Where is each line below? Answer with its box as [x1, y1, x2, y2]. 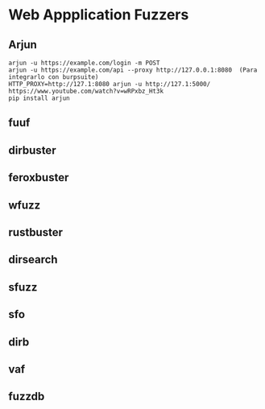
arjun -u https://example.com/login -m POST [8, 59, 160, 67]
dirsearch [8, 253, 58, 266]
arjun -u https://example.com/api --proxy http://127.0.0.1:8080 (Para [8, 66, 258, 74]
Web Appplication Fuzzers [8, 6, 189, 24]
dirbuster [8, 143, 56, 157]
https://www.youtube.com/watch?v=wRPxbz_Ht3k [8, 87, 164, 95]
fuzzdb [8, 390, 45, 403]
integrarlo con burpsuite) [8, 73, 99, 81]
